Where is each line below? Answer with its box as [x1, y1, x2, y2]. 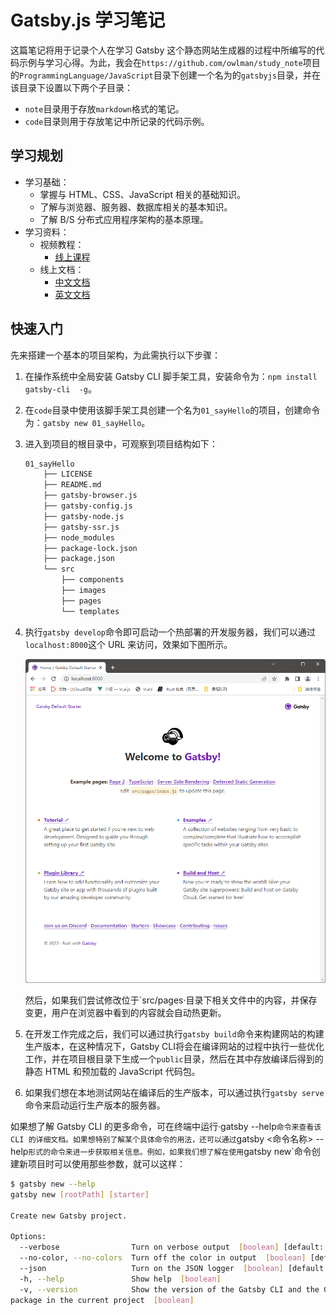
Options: [10, 1232, 47, 1242]
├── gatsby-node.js [43, 511, 125, 521]
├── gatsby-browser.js [43, 491, 138, 501]
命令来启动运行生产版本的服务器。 [24, 1099, 166, 1111]
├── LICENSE [43, 469, 93, 480]
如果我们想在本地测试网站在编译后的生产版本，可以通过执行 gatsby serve [24, 1087, 325, 1099]
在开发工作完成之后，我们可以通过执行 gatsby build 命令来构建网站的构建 [24, 1028, 325, 1040]
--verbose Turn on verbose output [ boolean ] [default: [19, 1242, 325, 1253]
